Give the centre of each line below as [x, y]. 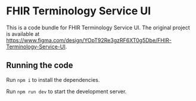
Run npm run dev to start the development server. [66, 91]
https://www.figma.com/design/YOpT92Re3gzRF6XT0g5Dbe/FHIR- [89, 40]
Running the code [40, 65]
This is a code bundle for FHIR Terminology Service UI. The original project [98, 27]
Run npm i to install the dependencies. [53, 79]
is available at [23, 33]
